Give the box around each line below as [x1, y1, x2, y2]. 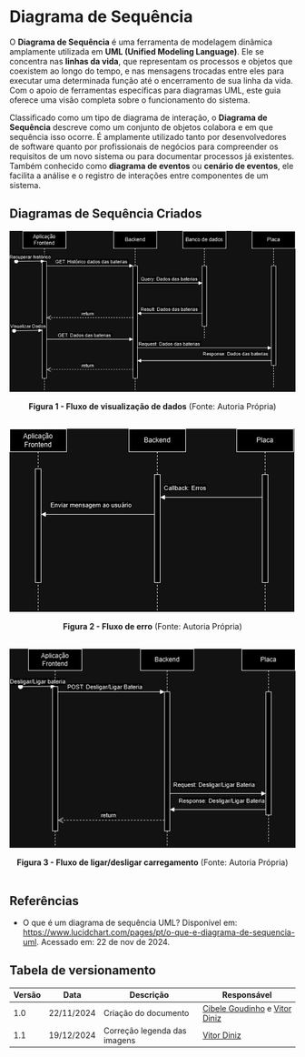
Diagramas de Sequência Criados [9, 206, 202, 222]
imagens [103, 1034, 136, 1045]
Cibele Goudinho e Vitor [202, 1002, 292, 1013]
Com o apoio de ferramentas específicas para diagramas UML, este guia [9, 85, 281, 96]
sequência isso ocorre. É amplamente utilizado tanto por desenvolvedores [9, 131, 287, 142]
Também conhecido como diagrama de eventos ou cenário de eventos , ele [9, 160, 294, 171]
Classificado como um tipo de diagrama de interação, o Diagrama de [9, 112, 268, 123]
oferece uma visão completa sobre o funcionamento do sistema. [9, 94, 251, 106]
